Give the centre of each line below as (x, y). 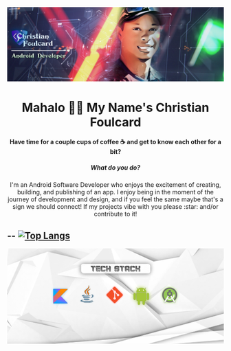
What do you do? (115, 168)
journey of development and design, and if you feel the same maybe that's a (115, 199)
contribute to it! (115, 214)
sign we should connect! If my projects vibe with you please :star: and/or (115, 207)
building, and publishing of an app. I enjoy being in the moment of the (115, 192)
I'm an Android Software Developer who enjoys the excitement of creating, (115, 185)
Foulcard (115, 122)
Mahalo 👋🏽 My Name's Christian (115, 107)
